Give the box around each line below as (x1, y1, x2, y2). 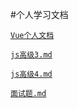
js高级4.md (10, 69, 53, 79)
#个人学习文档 (10, 9, 69, 20)
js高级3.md (10, 50, 53, 60)
